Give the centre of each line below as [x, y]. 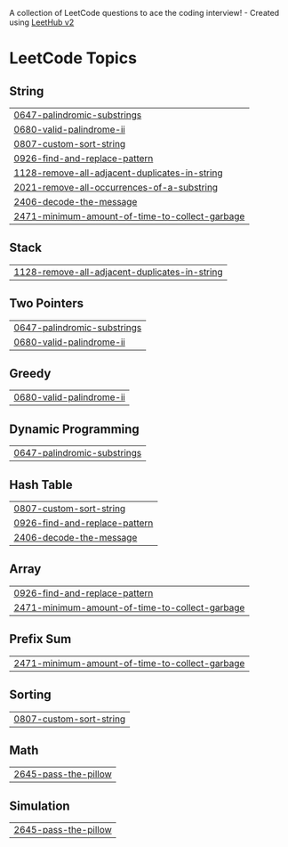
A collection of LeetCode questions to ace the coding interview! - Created [144, 13]
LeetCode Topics [73, 58]
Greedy [30, 374]
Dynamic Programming [74, 429]
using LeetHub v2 [42, 22]
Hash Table [41, 485]
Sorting [30, 695]
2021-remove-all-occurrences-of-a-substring [116, 187]
